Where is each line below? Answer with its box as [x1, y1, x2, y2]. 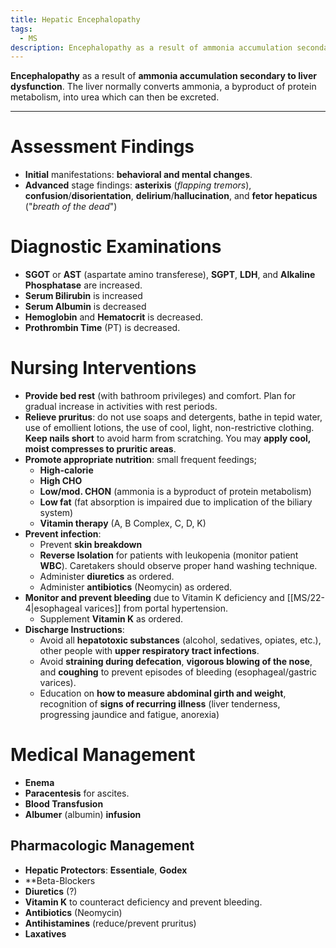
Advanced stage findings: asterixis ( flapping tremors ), [24, 179, 252, 191]
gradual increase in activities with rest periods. [24, 401, 218, 413]
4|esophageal [24, 602, 83, 615]
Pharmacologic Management [10, 837, 195, 855]
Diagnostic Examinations [10, 236, 222, 258]
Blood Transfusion [24, 798, 104, 810]
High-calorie [39, 464, 94, 476]
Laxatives [24, 927, 67, 940]
